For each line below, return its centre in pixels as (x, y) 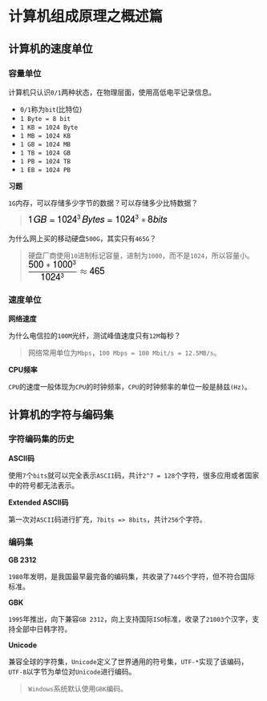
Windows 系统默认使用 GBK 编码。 (78, 689)
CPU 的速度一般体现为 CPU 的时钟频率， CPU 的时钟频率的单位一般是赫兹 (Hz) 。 (130, 387)
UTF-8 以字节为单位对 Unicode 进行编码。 (72, 672)
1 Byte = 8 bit (45, 119)
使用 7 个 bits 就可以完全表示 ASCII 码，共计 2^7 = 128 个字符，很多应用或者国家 (134, 475)
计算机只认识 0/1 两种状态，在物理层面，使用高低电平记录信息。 (112, 92)
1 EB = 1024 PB (45, 170)
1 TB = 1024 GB (45, 153)
